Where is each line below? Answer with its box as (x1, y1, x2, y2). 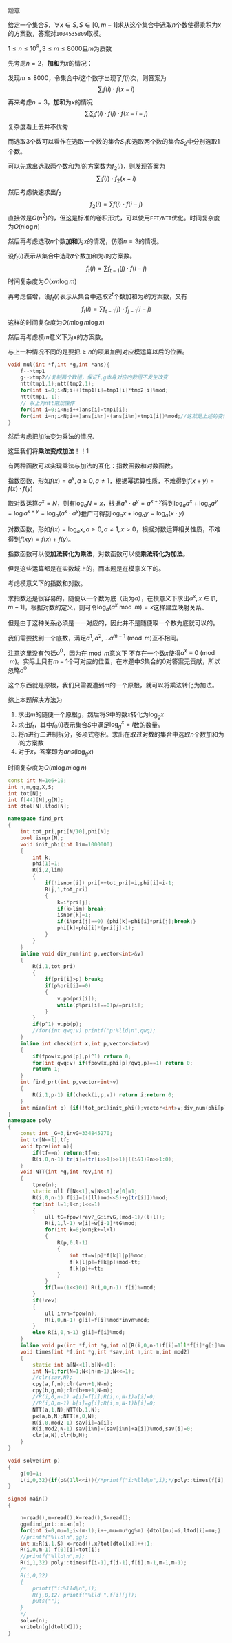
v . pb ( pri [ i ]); (56, 995, 98, 1002)
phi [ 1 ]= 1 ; (32, 860, 61, 867)
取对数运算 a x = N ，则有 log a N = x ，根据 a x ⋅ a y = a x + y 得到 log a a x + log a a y (8, 498, 218, 509)
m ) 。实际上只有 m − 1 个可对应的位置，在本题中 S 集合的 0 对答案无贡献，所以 (9, 657, 221, 665)
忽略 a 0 (8, 665, 27, 674)
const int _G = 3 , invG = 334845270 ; (20, 1130, 113, 1137)
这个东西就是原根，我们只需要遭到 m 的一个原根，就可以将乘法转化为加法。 (8, 681, 219, 689)
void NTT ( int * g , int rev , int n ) (20, 1168, 113, 1176)
